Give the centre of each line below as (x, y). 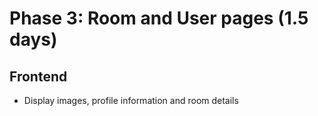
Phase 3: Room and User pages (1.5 (159, 18)
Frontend (38, 76)
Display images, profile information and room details (131, 100)
